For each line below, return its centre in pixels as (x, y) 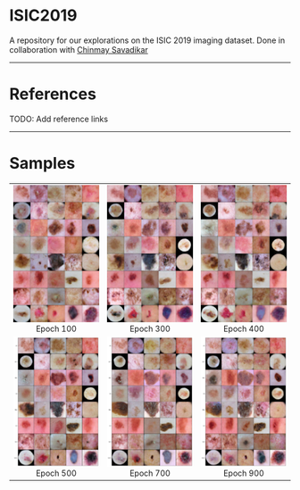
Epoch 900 (244, 473)
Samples (42, 164)
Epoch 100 (56, 329)
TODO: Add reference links (59, 119)
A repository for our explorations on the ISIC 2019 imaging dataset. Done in (147, 40)
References (53, 94)
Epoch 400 (244, 329)
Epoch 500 (56, 473)
